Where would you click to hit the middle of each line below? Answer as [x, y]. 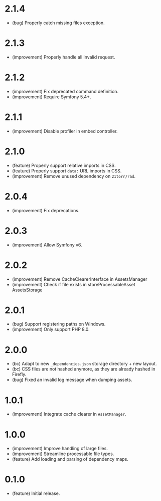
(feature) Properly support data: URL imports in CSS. [67, 171]
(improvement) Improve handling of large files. [60, 449]
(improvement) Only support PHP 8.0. [51, 329]
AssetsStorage [27, 290]
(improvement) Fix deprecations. [46, 210]
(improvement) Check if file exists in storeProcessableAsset [74, 284]
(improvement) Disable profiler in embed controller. [65, 131]
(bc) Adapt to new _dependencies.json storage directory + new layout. [84, 364]
